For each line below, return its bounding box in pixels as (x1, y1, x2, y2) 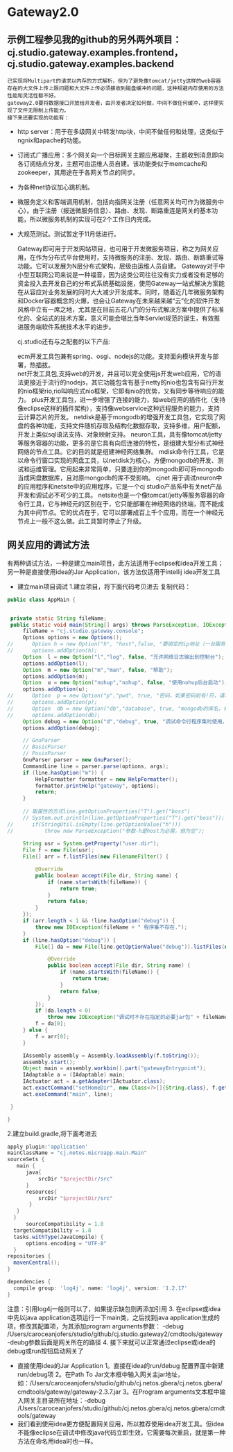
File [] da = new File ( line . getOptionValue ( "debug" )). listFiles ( (35, 943, 225, 950)
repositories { (7, 1253, 51, 1260)
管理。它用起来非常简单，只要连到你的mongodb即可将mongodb (41, 465, 224, 473)
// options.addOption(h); (7, 647, 98, 655)
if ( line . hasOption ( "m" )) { (22, 769, 104, 776)
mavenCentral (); (13, 1259, 60, 1267)
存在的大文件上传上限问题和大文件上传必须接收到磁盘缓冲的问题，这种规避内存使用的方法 (7, 85, 224, 92)
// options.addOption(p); (7, 699, 98, 706)
